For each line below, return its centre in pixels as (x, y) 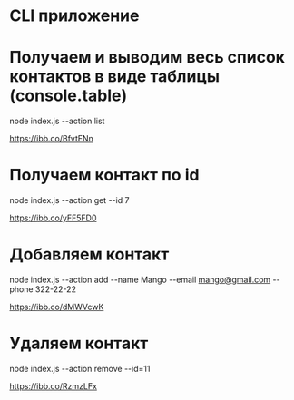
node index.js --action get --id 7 (69, 200)
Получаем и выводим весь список (147, 58)
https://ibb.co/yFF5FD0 (53, 218)
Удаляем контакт (79, 343)
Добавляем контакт (89, 254)
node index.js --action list (57, 121)
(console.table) (69, 96)
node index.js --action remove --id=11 (80, 368)
